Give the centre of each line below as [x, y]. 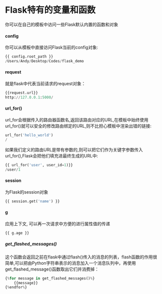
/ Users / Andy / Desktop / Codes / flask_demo [44, 61]
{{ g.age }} [17, 233]
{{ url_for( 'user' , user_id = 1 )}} [39, 165]
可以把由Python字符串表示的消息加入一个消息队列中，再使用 [75, 263]
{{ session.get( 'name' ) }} [32, 201]
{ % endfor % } [16, 287]
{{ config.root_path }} [29, 57]
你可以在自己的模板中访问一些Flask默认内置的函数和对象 [62, 24]
